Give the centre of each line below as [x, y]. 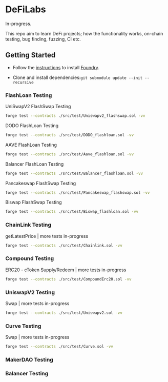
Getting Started [30, 55]
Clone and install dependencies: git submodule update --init [78, 77]
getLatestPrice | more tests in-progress [47, 236]
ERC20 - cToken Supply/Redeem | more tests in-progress [66, 270]
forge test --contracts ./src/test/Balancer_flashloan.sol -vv [74, 173]
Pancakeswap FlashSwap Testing [41, 183]
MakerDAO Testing [29, 359]
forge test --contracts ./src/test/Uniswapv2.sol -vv [64, 313]
